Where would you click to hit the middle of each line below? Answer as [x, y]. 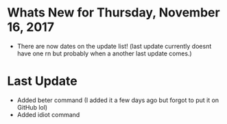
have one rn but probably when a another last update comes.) [104, 53]
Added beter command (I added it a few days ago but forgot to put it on [118, 100]
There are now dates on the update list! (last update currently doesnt [114, 46]
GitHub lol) [32, 107]
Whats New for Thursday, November [114, 13]
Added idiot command [48, 114]
